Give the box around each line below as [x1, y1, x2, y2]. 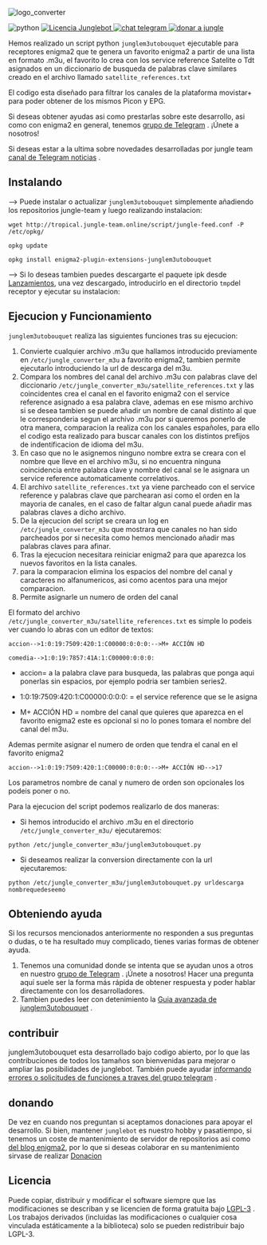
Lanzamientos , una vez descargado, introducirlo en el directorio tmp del [8, 278, 241, 287]
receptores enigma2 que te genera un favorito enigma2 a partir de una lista [8, 47, 255, 56]
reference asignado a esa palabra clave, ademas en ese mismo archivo [19, 397, 253, 407]
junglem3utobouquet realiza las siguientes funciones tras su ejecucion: [8, 331, 238, 341]
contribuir [8, 1026, 59, 1040]
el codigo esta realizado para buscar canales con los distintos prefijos [19, 431, 250, 440]
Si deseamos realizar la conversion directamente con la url [19, 854, 213, 865]
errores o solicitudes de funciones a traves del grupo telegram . [8, 1073, 218, 1082]
